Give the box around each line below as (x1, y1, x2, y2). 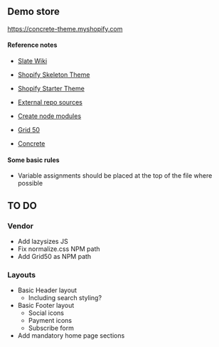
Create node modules (17, 112, 82, 120)
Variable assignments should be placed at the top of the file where (17, 171, 213, 180)
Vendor (7, 220, 34, 230)
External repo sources (17, 98, 83, 107)
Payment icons (28, 316, 73, 325)
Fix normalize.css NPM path (17, 245, 101, 253)
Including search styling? (28, 294, 102, 302)
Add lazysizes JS (17, 237, 69, 245)
